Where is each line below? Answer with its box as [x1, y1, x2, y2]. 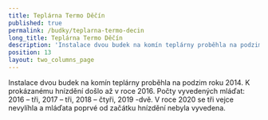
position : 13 [8, 48, 52, 56]
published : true [8, 19, 62, 27]
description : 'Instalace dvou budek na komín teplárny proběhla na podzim [8, 41, 262, 49]
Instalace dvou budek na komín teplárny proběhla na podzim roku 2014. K [8, 77, 250, 87]
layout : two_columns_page [8, 56, 94, 64]
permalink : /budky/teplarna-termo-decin [8, 26, 145, 34]
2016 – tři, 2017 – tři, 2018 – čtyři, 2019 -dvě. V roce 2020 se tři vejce [8, 95, 234, 104]
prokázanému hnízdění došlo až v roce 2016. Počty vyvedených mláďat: [8, 86, 245, 95]
